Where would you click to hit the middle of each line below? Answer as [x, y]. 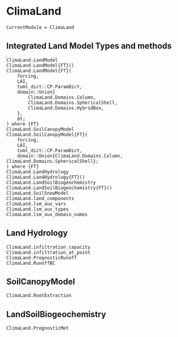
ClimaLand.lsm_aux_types [38, 209]
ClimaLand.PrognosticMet [38, 328]
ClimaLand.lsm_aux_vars [36, 204]
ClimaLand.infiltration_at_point [48, 252]
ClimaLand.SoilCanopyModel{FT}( [47, 134]
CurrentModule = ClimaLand [40, 27]
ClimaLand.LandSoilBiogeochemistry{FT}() [59, 188]
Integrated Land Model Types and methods [89, 46]
